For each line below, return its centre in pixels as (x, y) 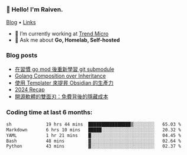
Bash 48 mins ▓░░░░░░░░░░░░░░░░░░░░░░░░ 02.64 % (94, 141)
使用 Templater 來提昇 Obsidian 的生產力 (64, 83)
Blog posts (22, 56)
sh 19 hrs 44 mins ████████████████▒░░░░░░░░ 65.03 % (94, 124)
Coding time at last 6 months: (49, 112)
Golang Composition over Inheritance (60, 76)
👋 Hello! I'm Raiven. (35, 9)
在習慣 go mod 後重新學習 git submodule (64, 69)
